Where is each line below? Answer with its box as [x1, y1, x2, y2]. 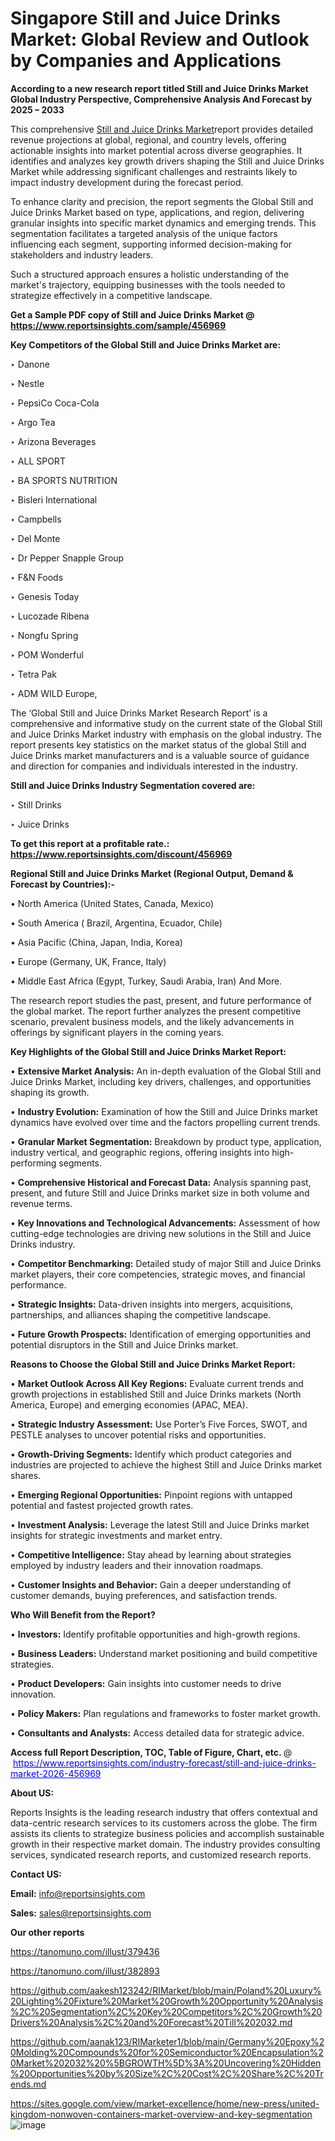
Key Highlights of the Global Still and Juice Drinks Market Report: [10, 1045, 287, 1057]
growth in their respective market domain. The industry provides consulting [10, 1838, 321, 1850]
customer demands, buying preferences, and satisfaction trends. [10, 1589, 278, 1601]
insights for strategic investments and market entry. [10, 1529, 223, 1541]
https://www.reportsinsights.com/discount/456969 [10, 848, 233, 860]
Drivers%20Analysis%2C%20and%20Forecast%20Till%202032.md [10, 2016, 293, 2028]
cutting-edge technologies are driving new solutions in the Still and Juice [10, 1227, 312, 1239]
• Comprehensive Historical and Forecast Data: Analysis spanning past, [10, 1176, 312, 1188]
